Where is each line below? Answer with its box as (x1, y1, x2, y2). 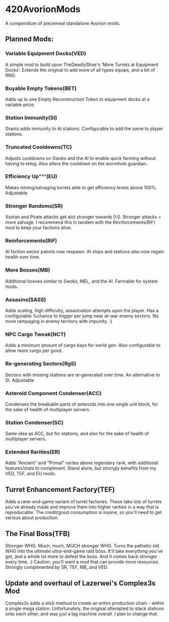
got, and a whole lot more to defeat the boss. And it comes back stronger (5, 553, 157, 559)
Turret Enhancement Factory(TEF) (5, 485, 115, 494)
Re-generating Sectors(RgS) (5, 360, 77, 367)
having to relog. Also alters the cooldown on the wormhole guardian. (5, 160, 148, 166)
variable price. (5, 101, 35, 107)
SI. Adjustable (5, 377, 34, 383)
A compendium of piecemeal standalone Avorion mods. (5, 20, 121, 26)
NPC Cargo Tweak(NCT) (5, 330, 66, 337)
